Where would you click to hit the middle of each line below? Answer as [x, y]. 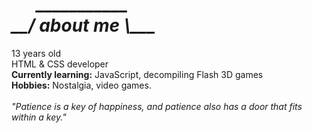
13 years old [36, 53]
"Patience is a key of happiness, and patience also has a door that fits [157, 106]
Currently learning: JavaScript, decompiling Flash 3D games [137, 74]
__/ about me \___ [83, 25]
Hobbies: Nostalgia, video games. [81, 85]
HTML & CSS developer [60, 64]
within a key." [39, 117]
